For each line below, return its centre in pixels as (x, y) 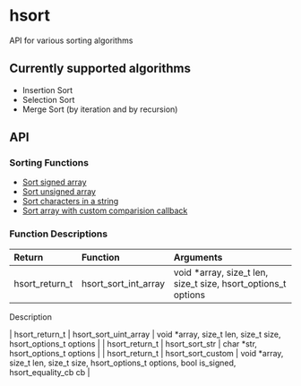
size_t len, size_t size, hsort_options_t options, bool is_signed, (123, 363)
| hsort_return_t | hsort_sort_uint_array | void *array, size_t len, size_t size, (145, 334)
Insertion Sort (47, 90)
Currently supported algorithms (100, 69)
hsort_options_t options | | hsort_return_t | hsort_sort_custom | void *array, (146, 353)
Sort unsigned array (59, 192)
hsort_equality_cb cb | (50, 372)
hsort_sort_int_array (123, 283)
